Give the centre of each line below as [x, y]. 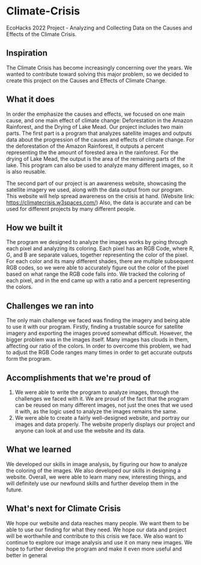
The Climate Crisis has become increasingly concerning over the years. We [99, 67]
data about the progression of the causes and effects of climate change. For [100, 139]
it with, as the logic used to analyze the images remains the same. [96, 411]
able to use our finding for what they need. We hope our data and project [97, 529]
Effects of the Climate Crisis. [41, 34]
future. [14, 490]
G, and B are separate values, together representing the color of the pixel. [97, 255]
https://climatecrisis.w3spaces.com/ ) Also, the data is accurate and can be [99, 202]
